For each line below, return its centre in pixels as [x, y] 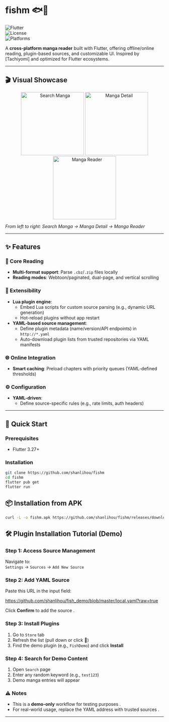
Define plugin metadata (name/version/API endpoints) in [78, 328]
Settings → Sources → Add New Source [45, 567]
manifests [30, 345]
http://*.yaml [35, 334]
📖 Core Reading [24, 261]
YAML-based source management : [50, 323]
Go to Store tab [28, 635]
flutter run [18, 487]
